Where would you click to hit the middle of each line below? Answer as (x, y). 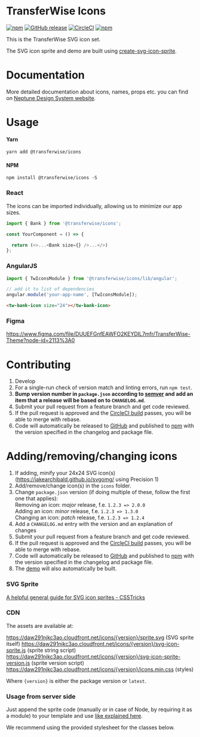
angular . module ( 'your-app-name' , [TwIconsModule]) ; (72, 295)
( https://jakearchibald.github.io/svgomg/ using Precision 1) (87, 479)
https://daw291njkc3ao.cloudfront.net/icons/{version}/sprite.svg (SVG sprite (100, 637)
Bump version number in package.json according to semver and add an (104, 394)
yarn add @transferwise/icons (44, 152)
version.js (18, 663)
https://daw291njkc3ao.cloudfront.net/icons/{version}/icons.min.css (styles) (100, 669)
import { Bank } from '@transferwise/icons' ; (64, 223)
